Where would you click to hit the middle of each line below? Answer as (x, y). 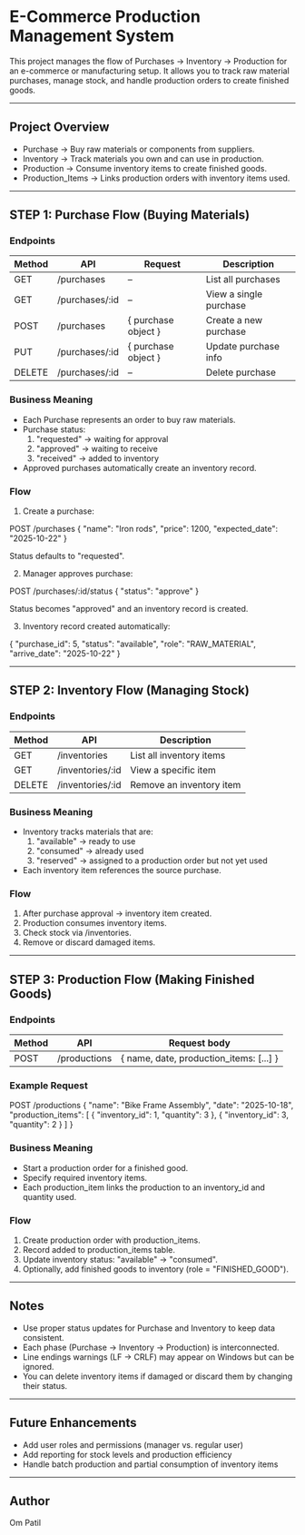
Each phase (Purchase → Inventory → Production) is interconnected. (151, 1347)
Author (30, 1501)
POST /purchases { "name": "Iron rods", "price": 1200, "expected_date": (144, 529)
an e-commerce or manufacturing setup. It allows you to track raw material (150, 71)
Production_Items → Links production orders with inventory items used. (156, 178)
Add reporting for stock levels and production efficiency (127, 1454)
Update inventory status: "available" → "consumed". (120, 1259)
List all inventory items (178, 755)
